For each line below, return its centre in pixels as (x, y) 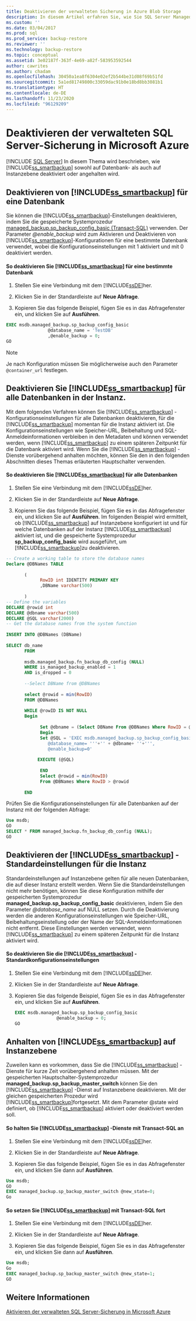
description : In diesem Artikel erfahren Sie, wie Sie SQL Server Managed (99, 17)
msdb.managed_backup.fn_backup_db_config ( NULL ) (84, 662)
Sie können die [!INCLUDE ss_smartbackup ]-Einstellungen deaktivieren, (92, 216)
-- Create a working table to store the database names (75, 558)
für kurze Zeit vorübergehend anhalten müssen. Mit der (92, 1071)
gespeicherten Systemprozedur (44, 897)
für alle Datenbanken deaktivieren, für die (125, 418)
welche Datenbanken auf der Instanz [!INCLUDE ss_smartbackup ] (93, 529)
